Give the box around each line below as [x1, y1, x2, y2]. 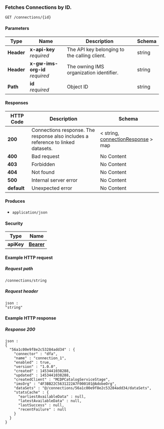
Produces [5, 198, 25, 204]
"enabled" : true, [14, 360, 51, 365]
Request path [5, 266, 33, 272]
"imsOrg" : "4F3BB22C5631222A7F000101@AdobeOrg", [14, 382, 117, 386]
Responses [5, 100, 28, 106]
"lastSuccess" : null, [18, 403, 64, 408]
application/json [12, 210, 48, 215]
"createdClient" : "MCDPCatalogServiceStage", [14, 377, 110, 382]
